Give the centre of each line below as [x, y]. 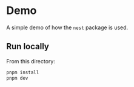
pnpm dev [17, 78]
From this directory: [31, 61]
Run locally [28, 47]
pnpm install [23, 72]
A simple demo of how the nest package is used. [67, 27]
